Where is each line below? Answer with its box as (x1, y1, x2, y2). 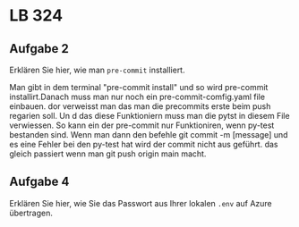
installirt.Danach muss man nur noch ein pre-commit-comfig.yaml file (9, 91, 266, 102)
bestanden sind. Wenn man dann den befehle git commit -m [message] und (9, 130, 288, 139)
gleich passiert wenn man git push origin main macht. (9, 148, 207, 159)
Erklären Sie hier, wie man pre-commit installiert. (9, 64, 185, 75)
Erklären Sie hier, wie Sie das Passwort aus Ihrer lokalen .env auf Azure (9, 198, 273, 208)
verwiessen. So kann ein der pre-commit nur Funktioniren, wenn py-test (9, 120, 275, 130)
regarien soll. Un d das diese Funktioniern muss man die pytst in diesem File (9, 111, 290, 121)
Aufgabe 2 (9, 41, 70, 56)
